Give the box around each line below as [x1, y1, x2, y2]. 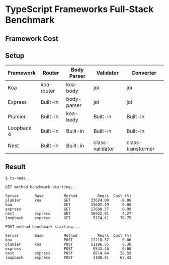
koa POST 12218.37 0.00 [5, 238, 132, 243]
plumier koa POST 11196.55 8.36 [5, 242, 132, 247]
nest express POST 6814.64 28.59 [5, 251, 132, 256]
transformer [126, 145, 155, 152]
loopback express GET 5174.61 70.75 [5, 216, 132, 221]
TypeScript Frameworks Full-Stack [5, 4, 154, 15]
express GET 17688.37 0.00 [5, 207, 132, 212]
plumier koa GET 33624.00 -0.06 [5, 198, 132, 203]
